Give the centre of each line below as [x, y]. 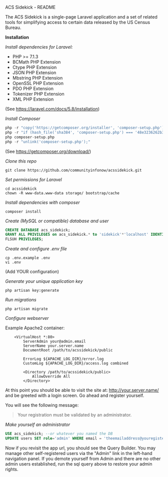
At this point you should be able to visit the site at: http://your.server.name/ [82, 390]
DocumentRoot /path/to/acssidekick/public [68, 350]
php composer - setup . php [30, 137]
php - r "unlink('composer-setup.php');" [48, 142]
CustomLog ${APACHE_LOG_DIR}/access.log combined [76, 363]
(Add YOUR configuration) [32, 272]
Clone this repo [21, 161]
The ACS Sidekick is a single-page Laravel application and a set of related [81, 17]
